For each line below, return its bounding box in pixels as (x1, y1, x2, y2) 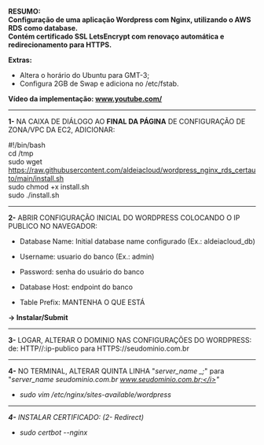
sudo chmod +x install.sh (8, 182, 90, 191)
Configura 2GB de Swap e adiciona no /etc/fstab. (19, 79, 179, 88)
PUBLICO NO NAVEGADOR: (8, 222, 98, 230)
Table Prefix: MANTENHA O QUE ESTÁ (19, 298, 145, 307)
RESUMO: (8, 7, 41, 16)
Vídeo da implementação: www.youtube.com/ (8, 94, 163, 103)
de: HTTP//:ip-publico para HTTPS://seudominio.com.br (8, 344, 190, 353)
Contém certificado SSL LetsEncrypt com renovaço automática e (8, 31, 225, 41)
